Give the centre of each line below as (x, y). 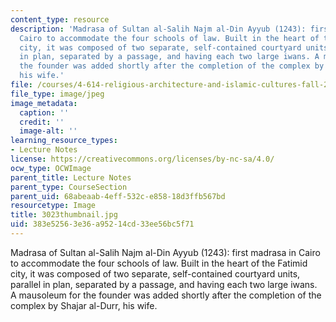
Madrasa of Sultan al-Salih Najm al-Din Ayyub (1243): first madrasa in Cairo (165, 252)
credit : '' (42, 122)
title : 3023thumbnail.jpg (64, 215)
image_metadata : (44, 103)
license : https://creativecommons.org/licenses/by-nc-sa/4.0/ (142, 159)
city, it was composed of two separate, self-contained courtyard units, (155, 273)
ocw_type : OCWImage (51, 168)
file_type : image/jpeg (57, 94)
